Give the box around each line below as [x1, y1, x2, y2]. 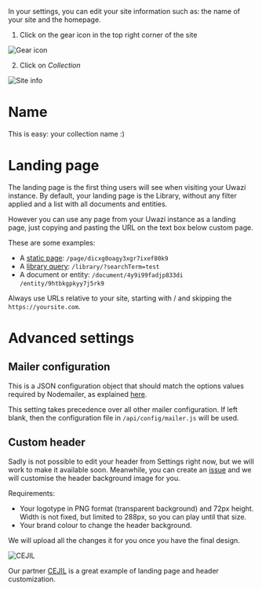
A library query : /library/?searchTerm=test [19, 261, 160, 271]
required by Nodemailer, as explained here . [8, 389, 147, 399]
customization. [8, 574, 56, 584]
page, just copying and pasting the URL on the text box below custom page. [8, 223, 253, 232]
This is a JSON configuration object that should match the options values [8, 381, 245, 391]
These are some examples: [8, 238, 96, 247]
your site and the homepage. [8, 15, 101, 24]
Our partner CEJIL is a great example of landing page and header [8, 566, 220, 575]
